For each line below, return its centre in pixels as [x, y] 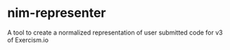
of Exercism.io [28, 39]
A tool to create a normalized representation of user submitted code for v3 [115, 32]
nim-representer [57, 13]
